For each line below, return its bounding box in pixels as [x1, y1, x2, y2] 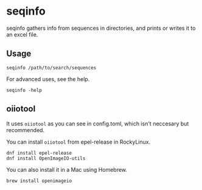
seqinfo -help [6, 87, 43, 93]
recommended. [6, 126, 44, 133]
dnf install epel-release [6, 150, 72, 156]
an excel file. [6, 30, 38, 38]
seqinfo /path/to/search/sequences [6, 65, 97, 71]
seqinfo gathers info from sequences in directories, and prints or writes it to [6, 24, 196, 32]
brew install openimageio [6, 178, 72, 184]
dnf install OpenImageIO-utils [6, 155, 86, 161]
